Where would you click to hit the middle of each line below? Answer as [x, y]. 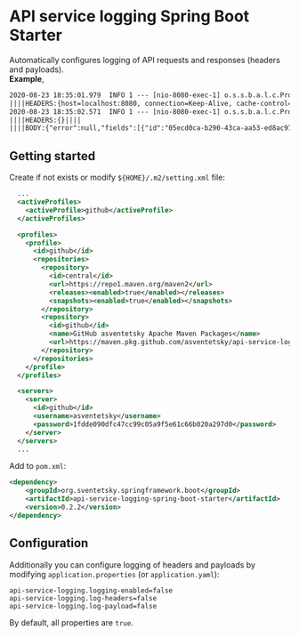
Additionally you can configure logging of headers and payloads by [133, 564]
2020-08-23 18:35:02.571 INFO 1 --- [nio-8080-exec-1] [115, 112]
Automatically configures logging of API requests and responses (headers [145, 60]
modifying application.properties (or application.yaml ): [114, 574]
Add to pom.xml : [38, 466]
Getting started [53, 156]
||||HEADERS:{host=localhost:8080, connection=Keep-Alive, [121, 103]
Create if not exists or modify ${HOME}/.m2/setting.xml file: [117, 177]
